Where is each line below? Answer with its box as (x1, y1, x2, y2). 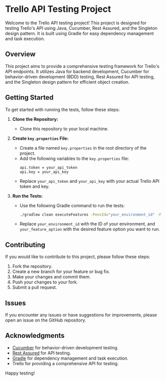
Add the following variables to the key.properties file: (19, 155, 129, 162)
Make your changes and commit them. (12, 274, 91, 280)
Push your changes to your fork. (12, 279, 78, 285)
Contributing (5, 240, 45, 249)
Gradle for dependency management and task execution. (12, 355, 128, 361)
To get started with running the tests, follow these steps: (5, 107, 120, 112)
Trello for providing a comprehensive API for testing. (12, 360, 119, 366)
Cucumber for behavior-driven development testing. (12, 344, 119, 350)
